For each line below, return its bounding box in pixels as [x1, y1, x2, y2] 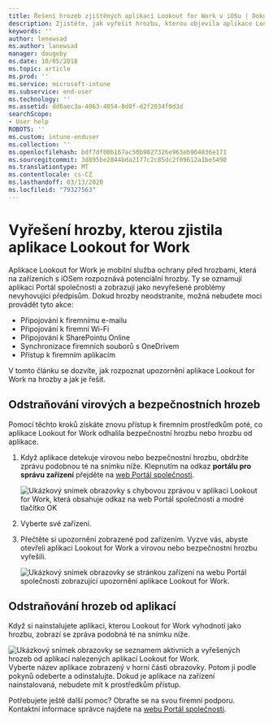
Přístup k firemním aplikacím [19, 350, 116, 359]
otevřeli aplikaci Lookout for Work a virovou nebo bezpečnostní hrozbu [19, 542, 258, 553]
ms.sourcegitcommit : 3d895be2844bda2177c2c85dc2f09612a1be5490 [8, 155, 227, 163]
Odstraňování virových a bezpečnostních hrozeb [8, 398, 261, 411]
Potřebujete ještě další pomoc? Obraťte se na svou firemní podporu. [8, 696, 236, 706]
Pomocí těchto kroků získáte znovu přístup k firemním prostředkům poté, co [8, 420, 263, 429]
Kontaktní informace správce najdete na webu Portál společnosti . [8, 704, 227, 714]
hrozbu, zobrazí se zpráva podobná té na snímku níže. [8, 629, 190, 639]
